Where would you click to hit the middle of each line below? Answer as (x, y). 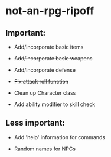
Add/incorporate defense (45, 70)
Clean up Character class (45, 93)
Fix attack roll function (41, 81)
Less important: (35, 123)
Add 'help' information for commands (60, 137)
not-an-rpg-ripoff (50, 11)
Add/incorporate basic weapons (53, 58)
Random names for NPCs (45, 149)
